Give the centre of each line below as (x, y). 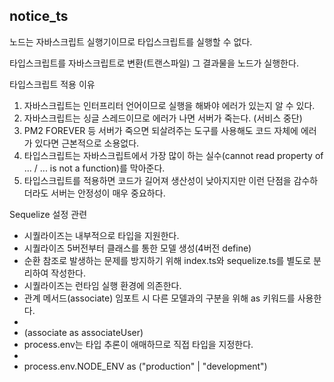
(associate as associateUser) (83, 332)
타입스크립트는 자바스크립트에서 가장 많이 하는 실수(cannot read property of (173, 155)
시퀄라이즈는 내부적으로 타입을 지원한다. (101, 235)
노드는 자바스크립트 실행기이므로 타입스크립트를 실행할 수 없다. (131, 41)
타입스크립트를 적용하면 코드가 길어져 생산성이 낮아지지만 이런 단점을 (157, 180)
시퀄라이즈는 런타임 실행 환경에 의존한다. (102, 285)
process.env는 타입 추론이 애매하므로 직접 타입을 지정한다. (138, 344)
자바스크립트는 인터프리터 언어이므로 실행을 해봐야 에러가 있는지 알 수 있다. (169, 105)
